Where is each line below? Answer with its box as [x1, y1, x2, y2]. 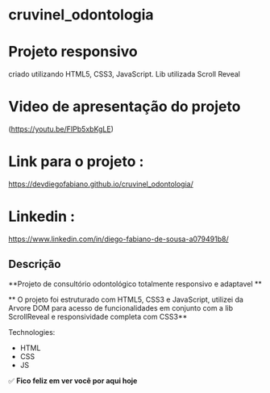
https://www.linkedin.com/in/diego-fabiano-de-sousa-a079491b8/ [8, 234, 229, 244]
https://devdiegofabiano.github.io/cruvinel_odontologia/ [8, 179, 193, 189]
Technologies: [8, 327, 56, 337]
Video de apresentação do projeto [8, 98, 241, 116]
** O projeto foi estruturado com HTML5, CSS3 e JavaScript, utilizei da [8, 295, 244, 304]
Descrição [8, 257, 61, 271]
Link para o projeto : [8, 153, 144, 171]
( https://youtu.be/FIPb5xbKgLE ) [8, 124, 114, 134]
